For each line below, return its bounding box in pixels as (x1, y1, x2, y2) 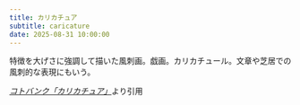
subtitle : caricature (9, 22, 90, 31)
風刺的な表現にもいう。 (9, 66, 96, 77)
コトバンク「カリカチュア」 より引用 (9, 86, 143, 97)
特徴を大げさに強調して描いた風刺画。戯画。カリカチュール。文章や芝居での (9, 56, 292, 66)
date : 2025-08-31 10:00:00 (9, 30, 110, 39)
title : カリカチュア (9, 13, 78, 22)
